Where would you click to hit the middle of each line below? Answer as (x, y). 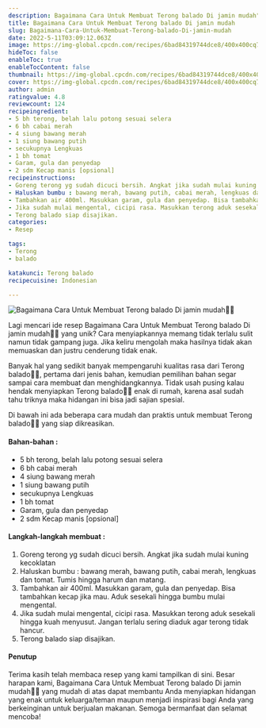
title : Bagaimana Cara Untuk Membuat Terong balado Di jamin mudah (122, 23)
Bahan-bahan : (33, 441)
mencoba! (25, 716)
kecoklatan (38, 562)
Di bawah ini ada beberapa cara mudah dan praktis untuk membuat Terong (130, 415)
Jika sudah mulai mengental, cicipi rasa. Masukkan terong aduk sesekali (137, 613)
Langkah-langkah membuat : (57, 537)
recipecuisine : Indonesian (53, 280)
